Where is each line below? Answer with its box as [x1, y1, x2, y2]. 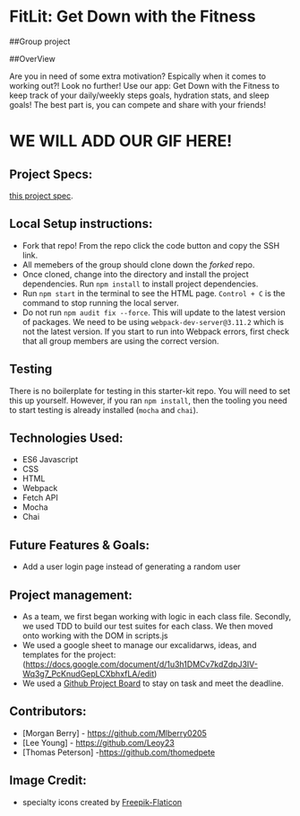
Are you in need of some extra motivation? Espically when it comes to [9, 70, 267, 82]
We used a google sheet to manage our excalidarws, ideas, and [21, 640, 257, 650]
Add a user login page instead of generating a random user [21, 561, 241, 572]
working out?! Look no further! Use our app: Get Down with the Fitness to [9, 80, 280, 91]
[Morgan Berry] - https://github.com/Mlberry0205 [21, 727, 208, 738]
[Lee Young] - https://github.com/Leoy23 [21, 737, 175, 748]
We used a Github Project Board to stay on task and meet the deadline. [21, 678, 284, 689]
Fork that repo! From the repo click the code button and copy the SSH [21, 240, 280, 250]
